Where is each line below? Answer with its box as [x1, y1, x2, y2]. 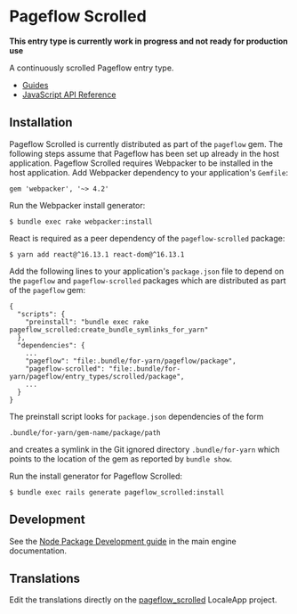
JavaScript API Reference [21, 89, 116, 100]
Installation [9, 115, 73, 130]
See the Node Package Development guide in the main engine [9, 536, 237, 546]
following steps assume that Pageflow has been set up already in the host [9, 148, 280, 159]
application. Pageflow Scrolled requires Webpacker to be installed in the [9, 158, 274, 168]
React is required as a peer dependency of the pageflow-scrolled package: [9, 233, 285, 243]
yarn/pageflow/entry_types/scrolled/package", [9, 372, 185, 381]
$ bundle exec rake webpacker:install [9, 217, 153, 226]
